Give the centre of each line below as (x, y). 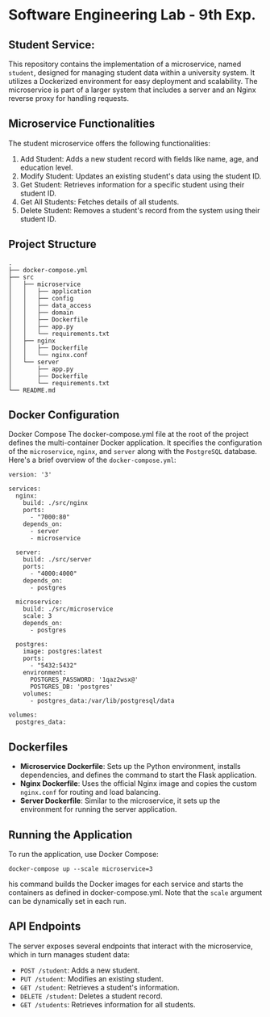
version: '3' (30, 475)
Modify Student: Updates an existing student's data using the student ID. (141, 176)
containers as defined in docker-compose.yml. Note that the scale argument (135, 893)
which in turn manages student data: (69, 954)
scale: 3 (37, 616)
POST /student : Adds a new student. (80, 970)
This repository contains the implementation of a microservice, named (125, 64)
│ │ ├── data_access (50, 305)
